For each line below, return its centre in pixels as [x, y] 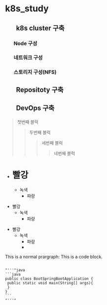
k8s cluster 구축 [40, 28]
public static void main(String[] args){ [50, 283]
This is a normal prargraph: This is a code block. [54, 257]
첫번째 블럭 [28, 122]
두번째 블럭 [40, 133]
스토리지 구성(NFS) [35, 72]
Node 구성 [26, 43]
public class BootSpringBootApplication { [49, 279]
